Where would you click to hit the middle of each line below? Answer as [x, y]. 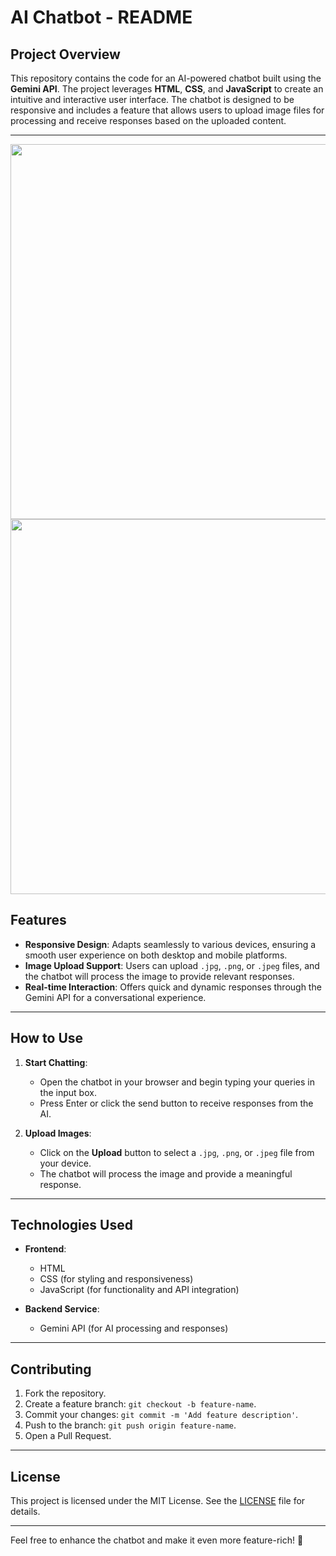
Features [38, 920]
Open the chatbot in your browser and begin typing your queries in [177, 1082]
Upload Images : [58, 1133]
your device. [65, 1163]
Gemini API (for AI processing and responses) [134, 1328]
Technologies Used [71, 1225]
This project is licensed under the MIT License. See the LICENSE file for [158, 1501]
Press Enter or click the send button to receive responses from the [176, 1103]
